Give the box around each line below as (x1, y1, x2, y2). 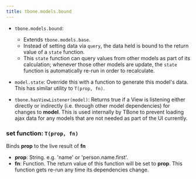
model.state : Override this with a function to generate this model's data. (14, 78, 188, 85)
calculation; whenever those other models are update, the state (23, 61, 177, 68)
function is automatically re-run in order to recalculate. (23, 67, 155, 74)
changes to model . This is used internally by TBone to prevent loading (14, 108, 184, 115)
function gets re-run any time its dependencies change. (14, 166, 149, 173)
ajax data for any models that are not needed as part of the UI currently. (14, 115, 188, 122)
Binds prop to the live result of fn (6, 142, 86, 149)
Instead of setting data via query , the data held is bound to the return (23, 42, 189, 49)
